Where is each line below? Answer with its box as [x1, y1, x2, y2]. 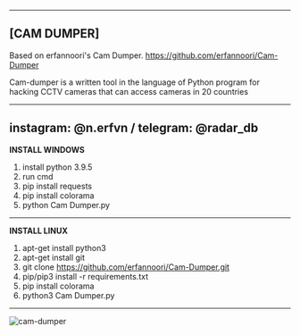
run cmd [21, 171, 54, 181]
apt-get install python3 [21, 242, 107, 253]
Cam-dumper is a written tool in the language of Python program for [9, 77, 261, 88]
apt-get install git [21, 252, 86, 263]
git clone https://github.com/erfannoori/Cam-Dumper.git [21, 261, 230, 272]
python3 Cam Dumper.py [21, 289, 115, 300]
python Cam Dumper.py [21, 199, 110, 210]
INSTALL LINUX [9, 225, 69, 236]
